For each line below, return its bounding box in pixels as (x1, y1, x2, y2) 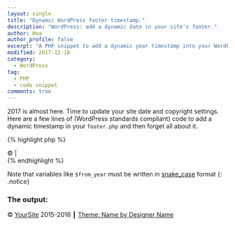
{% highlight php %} (7, 135, 66, 144)
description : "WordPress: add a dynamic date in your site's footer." (7, 23, 218, 30)
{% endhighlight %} (7, 156, 64, 165)
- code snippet (13, 82, 58, 89)
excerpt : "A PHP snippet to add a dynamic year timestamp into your (7, 43, 211, 50)
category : (7, 56, 36, 63)
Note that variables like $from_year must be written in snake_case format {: (7, 170, 222, 179)
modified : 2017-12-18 (7, 50, 71, 56)
